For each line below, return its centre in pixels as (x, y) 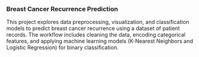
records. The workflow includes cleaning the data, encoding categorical (96, 35)
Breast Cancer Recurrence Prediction (62, 9)
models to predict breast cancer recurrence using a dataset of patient (93, 28)
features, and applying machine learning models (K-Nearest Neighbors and (100, 41)
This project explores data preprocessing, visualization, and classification (98, 22)
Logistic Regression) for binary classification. (63, 47)
